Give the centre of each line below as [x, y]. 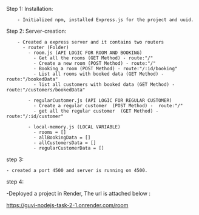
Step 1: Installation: [30, 9]
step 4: [15, 182]
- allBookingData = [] [62, 137]
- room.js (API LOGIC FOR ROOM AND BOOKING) [85, 53]
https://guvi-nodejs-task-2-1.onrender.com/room [67, 205]
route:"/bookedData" [32, 79]
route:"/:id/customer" [35, 116]
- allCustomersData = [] [65, 143]
